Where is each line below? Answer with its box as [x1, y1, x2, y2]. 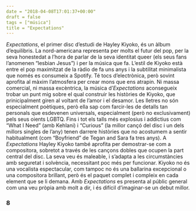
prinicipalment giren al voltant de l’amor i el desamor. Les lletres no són [6, 97, 178, 104]
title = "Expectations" [6, 25, 65, 31]
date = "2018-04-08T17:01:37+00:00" [6, 8, 96, 15]
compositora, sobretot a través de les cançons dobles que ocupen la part [6, 147, 184, 154]
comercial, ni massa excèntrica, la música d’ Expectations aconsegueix [6, 84, 178, 91]
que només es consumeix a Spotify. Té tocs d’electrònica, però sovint [6, 72, 175, 79]
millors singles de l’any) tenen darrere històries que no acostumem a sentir [6, 128, 187, 135]
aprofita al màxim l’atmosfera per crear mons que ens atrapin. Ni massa [6, 79, 180, 86]
